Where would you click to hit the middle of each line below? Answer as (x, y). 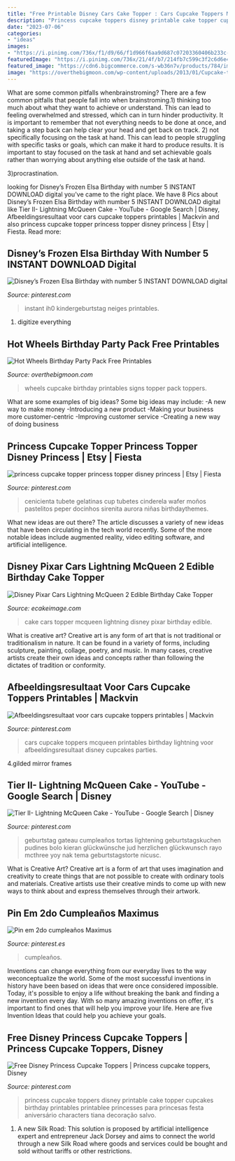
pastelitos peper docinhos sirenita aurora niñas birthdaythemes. (116, 509)
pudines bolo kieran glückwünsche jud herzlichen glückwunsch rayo (123, 848)
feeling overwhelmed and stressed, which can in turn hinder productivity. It (115, 115)
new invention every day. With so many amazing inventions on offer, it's (111, 1001)
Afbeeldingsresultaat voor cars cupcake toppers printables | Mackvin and (113, 216)
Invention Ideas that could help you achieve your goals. (87, 1016)
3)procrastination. (33, 173)
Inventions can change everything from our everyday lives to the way (107, 971)
